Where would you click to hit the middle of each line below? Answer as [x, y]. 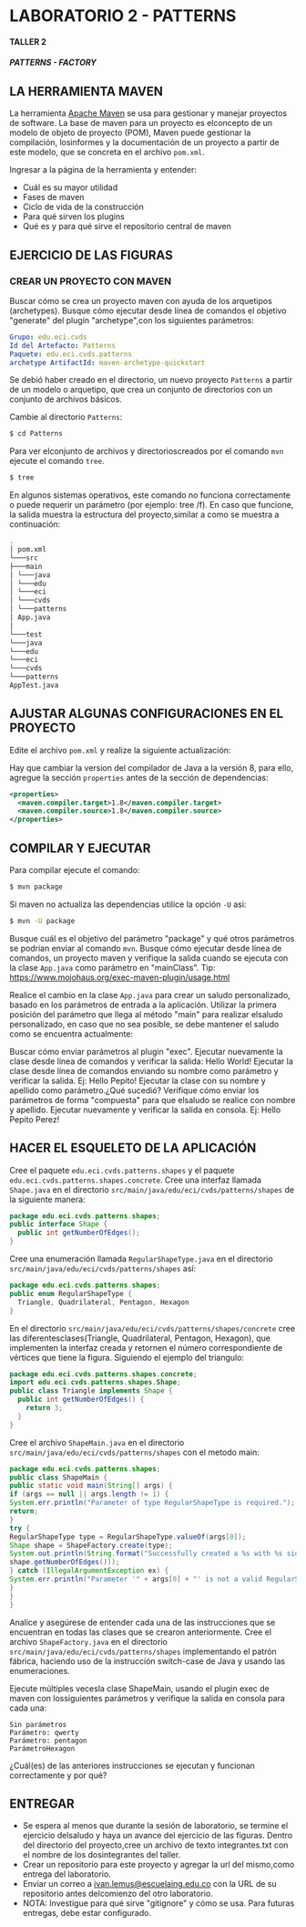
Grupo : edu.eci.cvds [49, 337]
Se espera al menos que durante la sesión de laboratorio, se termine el [155, 1826]
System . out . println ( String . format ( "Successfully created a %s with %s [146, 1553]
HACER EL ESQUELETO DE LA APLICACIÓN [133, 1148]
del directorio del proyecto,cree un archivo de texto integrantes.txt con [155, 1845]
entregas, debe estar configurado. [87, 1913]
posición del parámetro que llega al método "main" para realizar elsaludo [147, 1014]
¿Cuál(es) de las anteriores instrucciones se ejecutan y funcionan [132, 1765]
